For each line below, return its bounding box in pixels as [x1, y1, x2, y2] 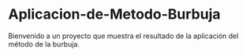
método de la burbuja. [8, 39, 80, 48]
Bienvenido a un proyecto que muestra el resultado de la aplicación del [8, 31, 239, 40]
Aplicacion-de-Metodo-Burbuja [8, 5, 221, 23]
